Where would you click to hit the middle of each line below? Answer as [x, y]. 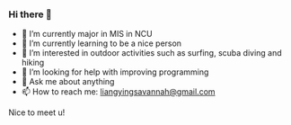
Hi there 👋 [31, 14]
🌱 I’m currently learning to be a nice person [101, 43]
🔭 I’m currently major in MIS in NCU [87, 34]
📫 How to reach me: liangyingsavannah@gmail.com [119, 92]
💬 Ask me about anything [68, 82]
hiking [33, 63]
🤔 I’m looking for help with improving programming [115, 72]
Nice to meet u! [37, 112]
